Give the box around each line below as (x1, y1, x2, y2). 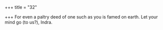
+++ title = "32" (4, 4, 37, 10)
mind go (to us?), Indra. (4, 19, 53, 25)
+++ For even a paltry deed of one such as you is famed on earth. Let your (4, 14, 158, 19)
